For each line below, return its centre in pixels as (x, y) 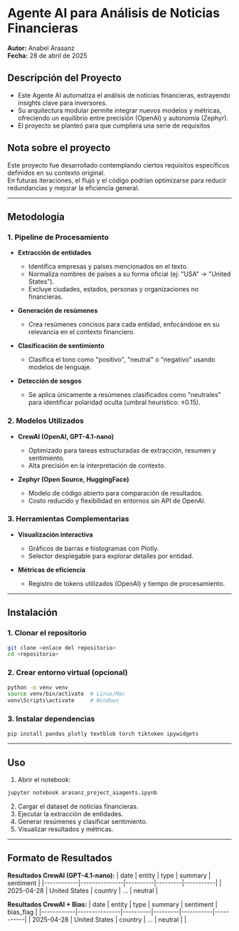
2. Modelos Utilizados (46, 421)
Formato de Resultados (60, 858)
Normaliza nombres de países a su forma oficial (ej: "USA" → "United (129, 274)
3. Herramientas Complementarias (68, 519)
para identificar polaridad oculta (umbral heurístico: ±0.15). (114, 402)
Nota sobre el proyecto (59, 148)
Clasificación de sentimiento (61, 346)
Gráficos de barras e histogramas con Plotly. (94, 548)
